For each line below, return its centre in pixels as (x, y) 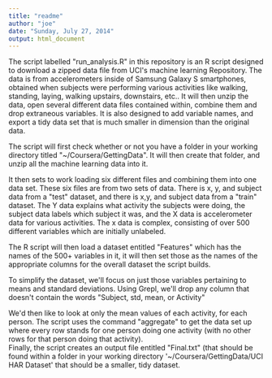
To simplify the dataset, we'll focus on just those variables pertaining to (127, 280)
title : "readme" (36, 16)
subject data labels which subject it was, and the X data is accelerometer (131, 214)
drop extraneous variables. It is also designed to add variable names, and (131, 114)
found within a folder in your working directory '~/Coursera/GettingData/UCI (136, 356)
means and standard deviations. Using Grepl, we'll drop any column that (129, 289)
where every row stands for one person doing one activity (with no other (130, 331)
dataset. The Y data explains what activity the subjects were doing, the (127, 206)
